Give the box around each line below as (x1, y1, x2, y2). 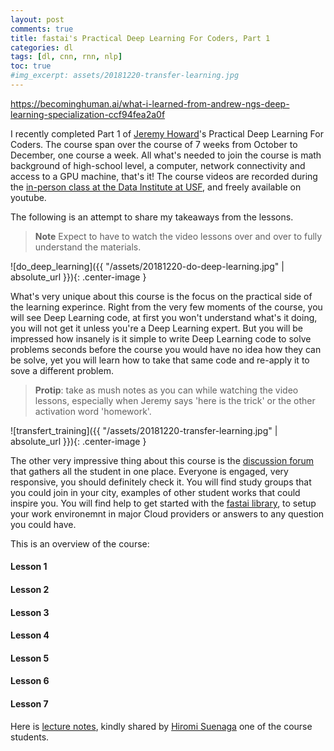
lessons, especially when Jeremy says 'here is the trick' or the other (34, 394, 316, 406)
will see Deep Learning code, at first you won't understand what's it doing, (10, 311, 318, 323)
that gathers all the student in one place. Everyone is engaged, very (10, 465, 289, 477)
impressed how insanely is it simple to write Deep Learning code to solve (10, 332, 312, 345)
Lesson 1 (10, 561, 48, 573)
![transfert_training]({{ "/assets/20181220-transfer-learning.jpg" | (10, 424, 278, 436)
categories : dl (10, 42, 74, 53)
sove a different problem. (10, 364, 114, 376)
